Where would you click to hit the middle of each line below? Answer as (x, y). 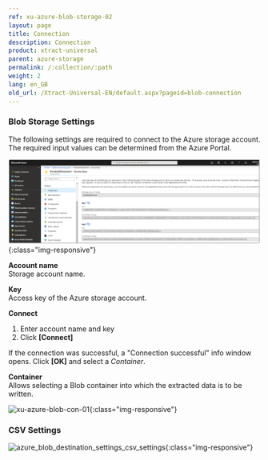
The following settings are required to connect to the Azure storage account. (134, 139)
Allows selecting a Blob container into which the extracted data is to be (125, 385)
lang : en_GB (28, 84)
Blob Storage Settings (52, 122)
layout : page (30, 25)
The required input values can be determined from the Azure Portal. (120, 147)
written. (21, 394)
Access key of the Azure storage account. (78, 298)
